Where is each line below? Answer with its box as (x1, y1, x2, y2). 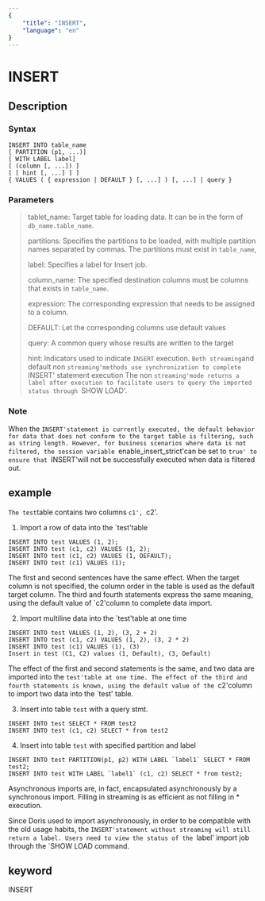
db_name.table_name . (27, 221, 94, 230)
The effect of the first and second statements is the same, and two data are (8, 664, 255, 673)
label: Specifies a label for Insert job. (27, 260, 148, 270)
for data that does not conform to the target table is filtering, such (8, 432, 254, 441)
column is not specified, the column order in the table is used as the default (8, 581, 255, 591)
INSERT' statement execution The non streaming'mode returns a (27, 371, 240, 380)
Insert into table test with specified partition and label (19, 740, 197, 750)
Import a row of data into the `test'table (19, 522, 148, 532)
